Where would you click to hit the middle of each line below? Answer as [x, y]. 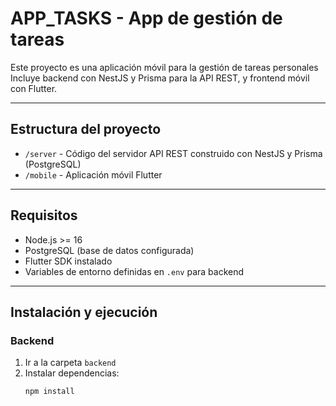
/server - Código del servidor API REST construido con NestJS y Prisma [173, 153]
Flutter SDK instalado [68, 261]
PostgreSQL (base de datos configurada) [109, 250]
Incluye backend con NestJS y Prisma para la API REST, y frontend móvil [160, 78]
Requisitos [44, 215]
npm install [49, 392]
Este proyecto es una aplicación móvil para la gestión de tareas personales [164, 67]
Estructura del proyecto [86, 129]
